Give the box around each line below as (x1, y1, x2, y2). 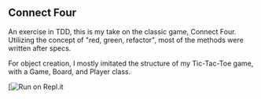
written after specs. (8, 43, 72, 53)
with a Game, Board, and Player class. (8, 66, 131, 76)
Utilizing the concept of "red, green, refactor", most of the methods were (8, 35, 244, 44)
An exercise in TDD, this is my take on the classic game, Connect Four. (8, 27, 237, 36)
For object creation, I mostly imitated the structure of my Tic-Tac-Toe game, (8, 58, 254, 68)
